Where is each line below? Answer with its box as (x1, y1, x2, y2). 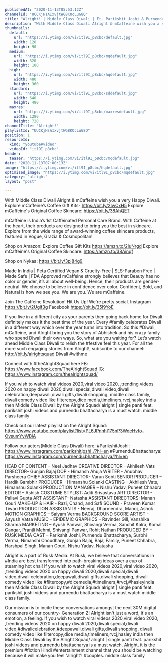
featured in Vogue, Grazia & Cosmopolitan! (5, 233, 93, 239)
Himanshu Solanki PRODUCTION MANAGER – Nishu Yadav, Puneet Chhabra (5, 484, 162, 490)
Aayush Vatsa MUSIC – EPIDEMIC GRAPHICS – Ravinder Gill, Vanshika (5, 516, 150, 522)
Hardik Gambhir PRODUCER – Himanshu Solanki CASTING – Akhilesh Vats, (5, 479, 159, 485)
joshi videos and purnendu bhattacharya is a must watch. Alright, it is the (5, 642, 155, 648)
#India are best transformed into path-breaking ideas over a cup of (5, 558, 143, 564)
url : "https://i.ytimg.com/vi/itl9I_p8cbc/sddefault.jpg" (14, 91, 137, 96)
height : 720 (14, 118, 39, 124)
